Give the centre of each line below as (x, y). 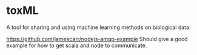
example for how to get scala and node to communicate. (77, 45)
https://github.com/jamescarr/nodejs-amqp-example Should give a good (97, 39)
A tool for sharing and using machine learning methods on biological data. (98, 27)
